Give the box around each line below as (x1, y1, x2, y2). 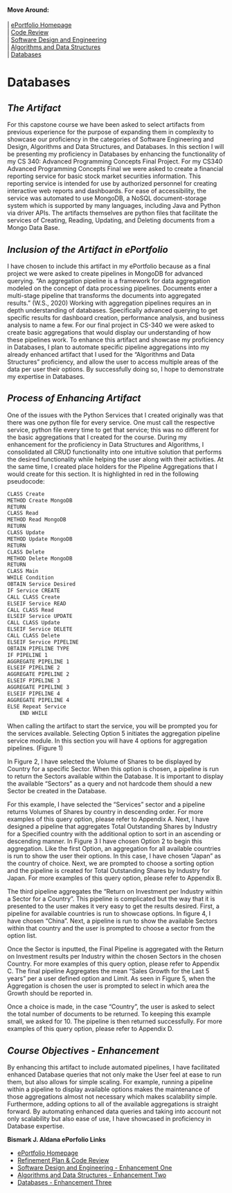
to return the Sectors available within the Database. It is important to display (7, 772, 224, 781)
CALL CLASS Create (7, 593, 60, 601)
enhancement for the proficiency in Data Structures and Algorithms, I (7, 440, 204, 448)
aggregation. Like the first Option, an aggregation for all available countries (7, 845, 221, 853)
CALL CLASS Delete (7, 633, 60, 639)
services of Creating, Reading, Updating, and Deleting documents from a (7, 216, 215, 224)
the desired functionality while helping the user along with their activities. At (7, 454, 224, 463)
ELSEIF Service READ (7, 600, 67, 607)
